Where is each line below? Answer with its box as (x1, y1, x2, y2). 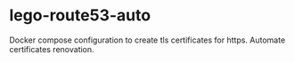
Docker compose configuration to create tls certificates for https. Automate (9, 35, 286, 45)
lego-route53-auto (9, 5, 151, 26)
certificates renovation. (9, 43, 95, 54)
